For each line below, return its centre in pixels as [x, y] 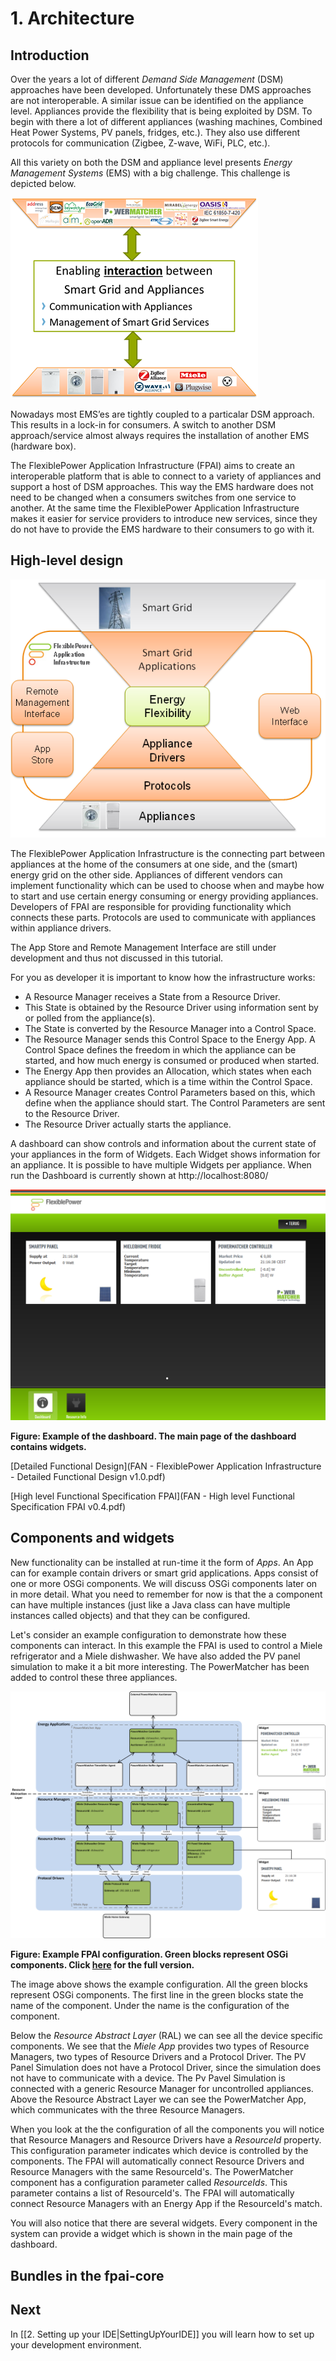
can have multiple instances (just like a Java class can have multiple [150, 1604]
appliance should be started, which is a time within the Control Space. [168, 1081]
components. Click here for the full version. [102, 1965]
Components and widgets [92, 1538]
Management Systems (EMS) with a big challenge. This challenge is [150, 173]
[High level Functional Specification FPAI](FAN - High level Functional [152, 1496]
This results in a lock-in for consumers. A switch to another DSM [143, 425]
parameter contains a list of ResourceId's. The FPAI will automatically [152, 2193]
